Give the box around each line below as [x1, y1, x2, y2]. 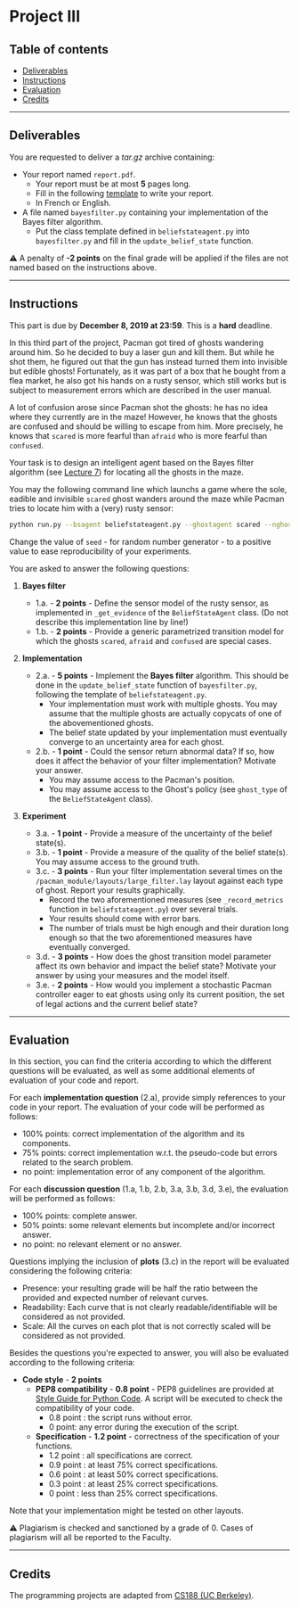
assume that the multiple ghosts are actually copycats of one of [48, 707, 282, 719]
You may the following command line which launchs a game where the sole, [9, 483, 287, 494]
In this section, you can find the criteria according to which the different [9, 1056, 272, 1067]
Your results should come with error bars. [48, 912, 202, 924]
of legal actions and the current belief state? [35, 998, 198, 1009]
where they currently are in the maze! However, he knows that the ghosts [9, 411, 278, 422]
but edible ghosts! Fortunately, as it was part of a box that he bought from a [9, 366, 287, 376]
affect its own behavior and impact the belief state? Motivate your [35, 961, 277, 971]
